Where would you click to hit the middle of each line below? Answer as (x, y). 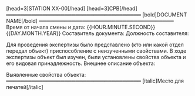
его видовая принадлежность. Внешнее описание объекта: (81, 63)
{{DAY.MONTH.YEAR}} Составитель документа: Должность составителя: (97, 33)
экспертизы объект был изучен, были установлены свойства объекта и (96, 57)
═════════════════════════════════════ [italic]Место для (95, 81)
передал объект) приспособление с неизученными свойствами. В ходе (96, 51)
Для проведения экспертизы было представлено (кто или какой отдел (95, 44)
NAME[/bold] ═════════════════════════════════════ (90, 21)
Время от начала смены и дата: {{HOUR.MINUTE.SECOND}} (81, 27)
